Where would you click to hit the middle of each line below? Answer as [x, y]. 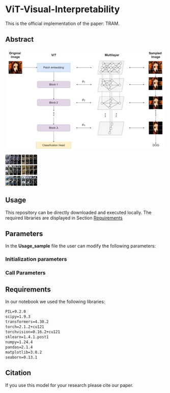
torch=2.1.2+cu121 [25, 327]
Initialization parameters [36, 259]
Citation [18, 373]
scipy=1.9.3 [18, 317]
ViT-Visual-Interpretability [63, 9]
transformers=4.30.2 [27, 322]
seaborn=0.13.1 [21, 357]
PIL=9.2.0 [16, 312]
